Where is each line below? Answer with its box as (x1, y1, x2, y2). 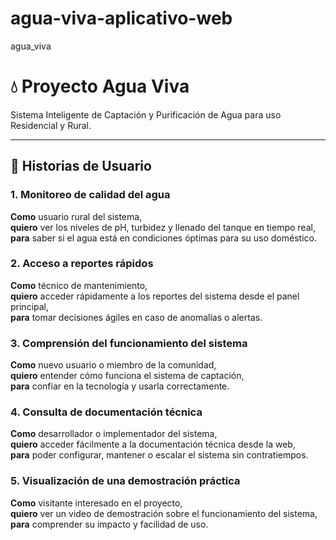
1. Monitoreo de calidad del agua (10, 188, 171, 202)
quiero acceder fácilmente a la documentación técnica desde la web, (10, 438, 296, 451)
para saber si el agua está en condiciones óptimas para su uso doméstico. (10, 232, 317, 244)
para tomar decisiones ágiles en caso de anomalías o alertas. (10, 311, 263, 323)
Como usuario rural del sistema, (10, 210, 143, 222)
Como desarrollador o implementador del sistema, (10, 428, 218, 440)
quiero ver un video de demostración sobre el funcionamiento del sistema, (10, 507, 318, 519)
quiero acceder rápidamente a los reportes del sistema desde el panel (10, 290, 300, 302)
